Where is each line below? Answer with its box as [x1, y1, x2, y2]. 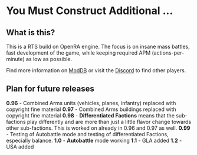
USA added [6, 143, 34, 150]
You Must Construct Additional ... [6, 4, 173, 18]
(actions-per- [152, 49, 185, 56]
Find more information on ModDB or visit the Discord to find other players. [6, 67, 186, 74]
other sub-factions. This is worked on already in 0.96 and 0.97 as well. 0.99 [6, 124, 191, 132]
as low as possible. [25, 56, 73, 62]
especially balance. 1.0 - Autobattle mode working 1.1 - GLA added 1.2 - [6, 137, 182, 144]
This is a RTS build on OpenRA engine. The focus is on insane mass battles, [6, 43, 190, 50]
